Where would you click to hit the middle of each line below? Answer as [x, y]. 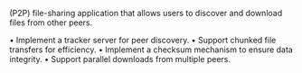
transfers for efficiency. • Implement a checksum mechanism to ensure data [151, 50]
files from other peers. [51, 23]
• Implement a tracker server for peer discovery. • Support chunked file [143, 40]
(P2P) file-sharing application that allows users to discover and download [146, 13]
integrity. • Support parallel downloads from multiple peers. [120, 59]
